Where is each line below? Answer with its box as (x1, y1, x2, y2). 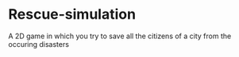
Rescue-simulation (8, 5, 137, 23)
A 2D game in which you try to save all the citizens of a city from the (8, 31, 232, 41)
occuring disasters (8, 39, 70, 48)
